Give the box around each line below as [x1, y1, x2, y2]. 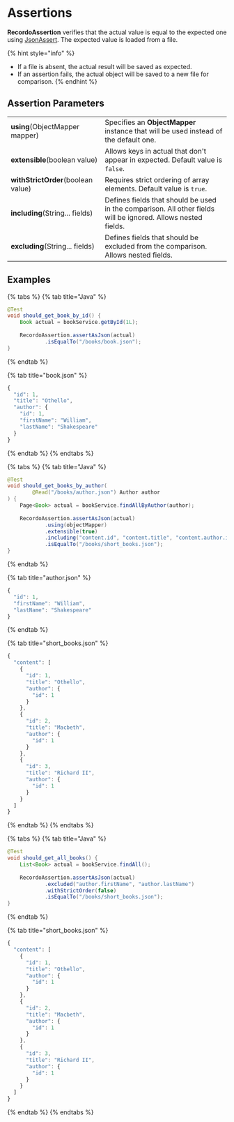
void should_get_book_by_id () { [7, 312, 101, 319]
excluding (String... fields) [10, 241, 95, 251]
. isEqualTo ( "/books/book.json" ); [44, 338, 141, 345]
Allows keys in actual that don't [104, 146, 207, 156]
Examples [7, 274, 51, 286]
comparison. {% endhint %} [17, 77, 97, 85]
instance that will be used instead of [104, 126, 223, 135]
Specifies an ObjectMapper [104, 117, 196, 127]
